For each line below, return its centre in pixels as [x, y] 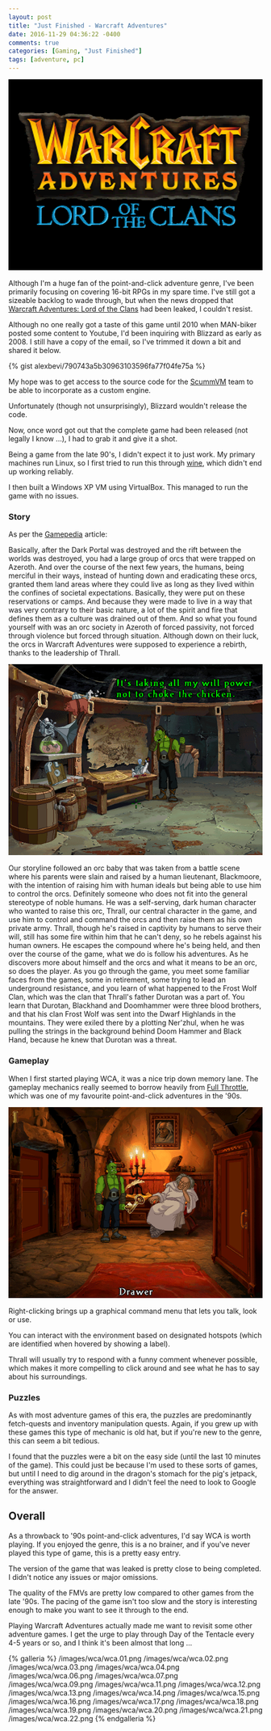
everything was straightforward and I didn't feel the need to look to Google [132, 1482]
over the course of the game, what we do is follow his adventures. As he [128, 954]
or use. [20, 1319]
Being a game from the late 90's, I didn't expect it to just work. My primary [132, 454]
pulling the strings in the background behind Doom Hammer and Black [125, 1031]
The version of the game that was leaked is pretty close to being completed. [135, 1569]
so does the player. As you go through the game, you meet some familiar [129, 971]
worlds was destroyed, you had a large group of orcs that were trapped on [132, 558]
